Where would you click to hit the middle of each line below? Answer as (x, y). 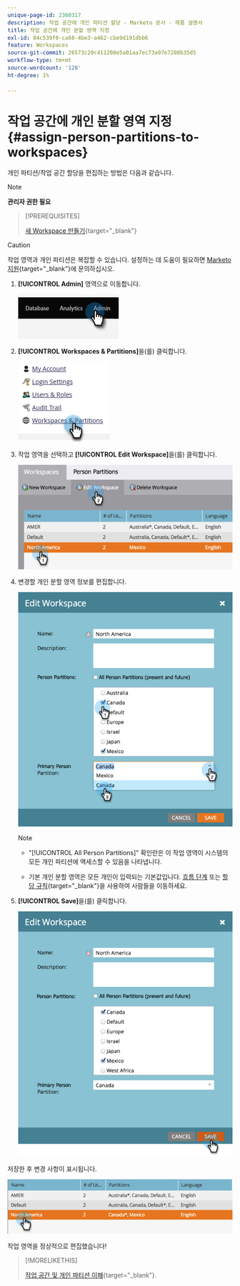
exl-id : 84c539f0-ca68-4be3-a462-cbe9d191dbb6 (78, 38)
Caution (19, 245)
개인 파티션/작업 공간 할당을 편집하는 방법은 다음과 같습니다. (90, 173)
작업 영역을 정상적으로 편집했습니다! (57, 1246)
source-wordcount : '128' (44, 68)
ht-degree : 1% (29, 75)
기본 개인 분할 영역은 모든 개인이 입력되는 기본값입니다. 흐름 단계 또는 (125, 877)
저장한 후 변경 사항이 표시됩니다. (52, 1169)
